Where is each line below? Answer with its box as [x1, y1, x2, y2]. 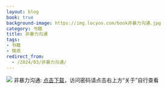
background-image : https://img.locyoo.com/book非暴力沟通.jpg [6, 20, 162, 26]
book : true [6, 14, 34, 20]
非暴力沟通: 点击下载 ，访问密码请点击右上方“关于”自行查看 [13, 76, 159, 84]
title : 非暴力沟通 [6, 31, 48, 37]
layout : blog [6, 8, 39, 15]
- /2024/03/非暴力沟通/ [11, 59, 67, 65]
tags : [6, 37, 20, 43]
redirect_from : [6, 54, 45, 60]
